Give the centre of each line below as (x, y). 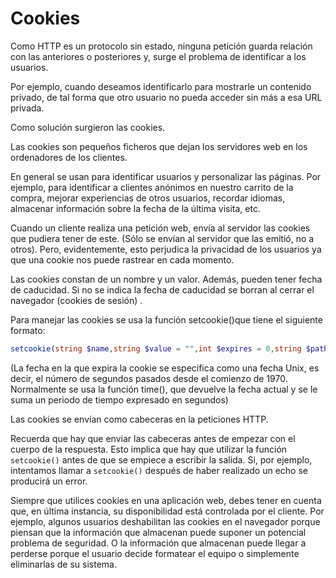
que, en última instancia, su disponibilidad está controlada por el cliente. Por (167, 511)
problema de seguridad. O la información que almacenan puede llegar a (158, 543)
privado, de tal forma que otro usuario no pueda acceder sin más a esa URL (166, 97)
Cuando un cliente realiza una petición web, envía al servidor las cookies (160, 228)
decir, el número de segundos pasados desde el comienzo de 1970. (149, 378)
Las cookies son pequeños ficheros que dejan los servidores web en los (159, 146)
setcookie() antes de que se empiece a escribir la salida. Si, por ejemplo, (161, 459)
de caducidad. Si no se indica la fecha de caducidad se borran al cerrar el (162, 289)
